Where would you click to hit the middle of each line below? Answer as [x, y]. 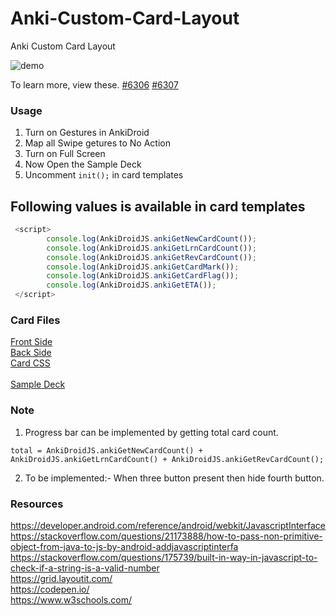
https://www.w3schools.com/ [71, 599]
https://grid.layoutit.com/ [61, 578]
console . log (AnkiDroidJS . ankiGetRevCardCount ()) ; [151, 257]
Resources [37, 504]
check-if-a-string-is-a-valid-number [85, 568]
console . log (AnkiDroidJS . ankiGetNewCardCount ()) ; [151, 238]
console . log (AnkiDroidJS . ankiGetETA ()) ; [131, 285]
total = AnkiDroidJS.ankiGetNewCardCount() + [106, 450]
